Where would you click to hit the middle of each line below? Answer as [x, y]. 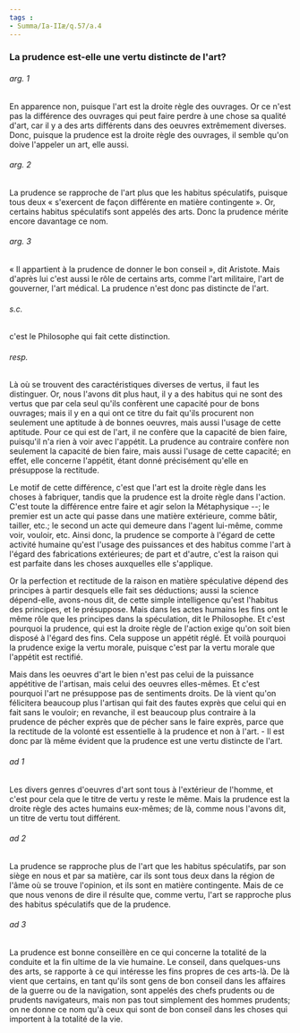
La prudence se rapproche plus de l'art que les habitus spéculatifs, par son [148, 866]
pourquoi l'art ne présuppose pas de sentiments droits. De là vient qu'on [143, 694]
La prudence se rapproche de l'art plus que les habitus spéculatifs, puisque [149, 192]
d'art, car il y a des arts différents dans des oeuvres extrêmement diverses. [148, 125]
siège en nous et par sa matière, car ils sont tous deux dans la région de [142, 875]
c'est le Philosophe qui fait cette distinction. [90, 337]
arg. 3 [20, 242]
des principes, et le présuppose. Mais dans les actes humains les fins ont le [149, 610]
